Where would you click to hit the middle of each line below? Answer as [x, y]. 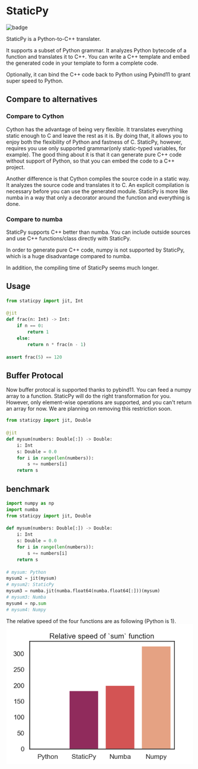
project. [16, 167]
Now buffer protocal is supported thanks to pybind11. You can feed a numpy [99, 390]
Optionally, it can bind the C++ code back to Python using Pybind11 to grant [98, 74]
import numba [22, 509]
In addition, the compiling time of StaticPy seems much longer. [82, 268]
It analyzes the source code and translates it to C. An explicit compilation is [98, 185]
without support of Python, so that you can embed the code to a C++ [90, 161]
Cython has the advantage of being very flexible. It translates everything [95, 129]
